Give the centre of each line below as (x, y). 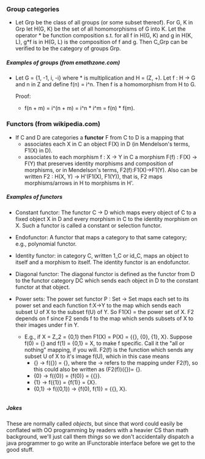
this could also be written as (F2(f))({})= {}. (88, 369)
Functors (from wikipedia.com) (54, 124)
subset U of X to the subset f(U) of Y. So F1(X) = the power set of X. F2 (105, 312)
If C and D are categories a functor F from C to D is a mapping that (99, 137)
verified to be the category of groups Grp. (68, 48)
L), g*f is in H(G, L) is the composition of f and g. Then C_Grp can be (101, 42)
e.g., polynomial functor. (46, 244)
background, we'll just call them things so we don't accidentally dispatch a (100, 436)
